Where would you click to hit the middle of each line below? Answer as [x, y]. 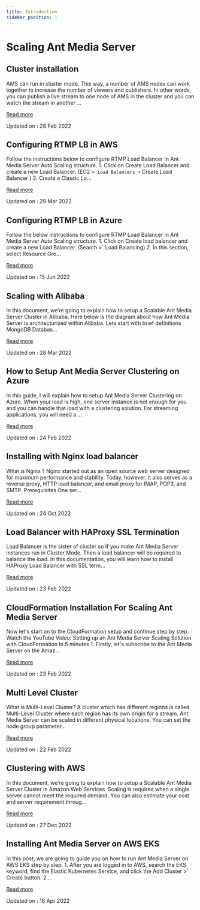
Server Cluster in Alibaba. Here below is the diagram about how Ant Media [98, 317]
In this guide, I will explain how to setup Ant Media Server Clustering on [94, 395]
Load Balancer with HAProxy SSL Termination [93, 532]
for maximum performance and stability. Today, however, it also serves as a [99, 477]
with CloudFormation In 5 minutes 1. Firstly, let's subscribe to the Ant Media [99, 644]
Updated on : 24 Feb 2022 [39, 438]
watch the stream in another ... [44, 103]
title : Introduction [32, 12]
